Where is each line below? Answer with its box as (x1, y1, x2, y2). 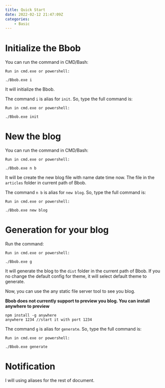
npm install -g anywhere (5, 313, 57, 318)
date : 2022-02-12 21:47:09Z (5, 12, 64, 17)
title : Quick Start (5, 7, 46, 12)
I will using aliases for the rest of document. (5, 378, 95, 383)
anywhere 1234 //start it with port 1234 (5, 317, 92, 322)
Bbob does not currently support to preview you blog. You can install (5, 298, 150, 304)
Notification (5, 361, 56, 372)
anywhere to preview (5, 303, 50, 309)
